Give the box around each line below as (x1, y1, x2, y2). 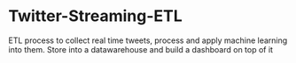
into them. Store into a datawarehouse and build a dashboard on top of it (8, 44, 274, 54)
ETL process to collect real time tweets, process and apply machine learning (8, 35, 288, 45)
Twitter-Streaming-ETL (8, 6, 183, 26)
